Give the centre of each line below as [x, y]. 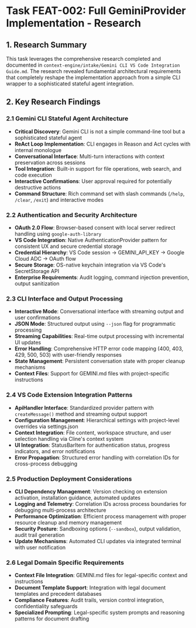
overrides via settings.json [46, 426]
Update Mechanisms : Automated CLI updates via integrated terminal [98, 541]
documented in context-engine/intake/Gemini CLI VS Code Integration [93, 65]
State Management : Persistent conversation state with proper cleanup [100, 361]
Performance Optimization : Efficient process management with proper [100, 516]
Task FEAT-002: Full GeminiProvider [96, 11]
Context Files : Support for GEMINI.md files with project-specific [92, 374]
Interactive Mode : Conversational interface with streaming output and [99, 312]
